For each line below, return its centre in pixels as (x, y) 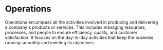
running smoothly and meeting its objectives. (50, 42)
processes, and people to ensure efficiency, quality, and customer (71, 32)
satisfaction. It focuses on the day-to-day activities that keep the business (79, 37)
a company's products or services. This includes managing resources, (75, 27)
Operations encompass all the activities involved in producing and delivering (81, 22)
